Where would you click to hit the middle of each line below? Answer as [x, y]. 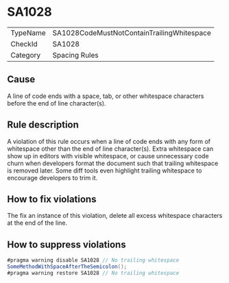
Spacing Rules [76, 55]
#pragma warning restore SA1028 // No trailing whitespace [93, 273]
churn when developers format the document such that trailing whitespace [113, 163]
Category [26, 55]
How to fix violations [52, 199]
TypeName [28, 33]
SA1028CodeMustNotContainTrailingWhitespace [132, 33]
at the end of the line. [37, 223]
